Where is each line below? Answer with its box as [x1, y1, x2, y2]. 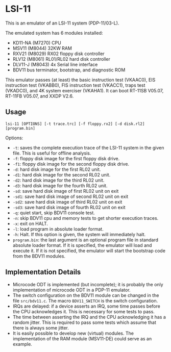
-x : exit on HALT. [12, 220, 48, 227]
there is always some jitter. [12, 324, 69, 331]
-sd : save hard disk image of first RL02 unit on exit [12, 188, 119, 194]
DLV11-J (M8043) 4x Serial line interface [12, 61, 98, 67]
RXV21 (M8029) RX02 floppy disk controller [12, 51, 105, 57]
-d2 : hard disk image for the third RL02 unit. [12, 177, 105, 183]
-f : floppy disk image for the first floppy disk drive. [12, 155, 120, 161]
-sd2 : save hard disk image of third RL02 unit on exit [12, 198, 123, 205]
